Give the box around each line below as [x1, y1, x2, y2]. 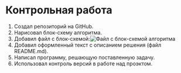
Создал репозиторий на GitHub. [13, 23, 94, 30]
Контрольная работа [5, 4, 112, 17]
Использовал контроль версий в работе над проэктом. [13, 60, 153, 67]
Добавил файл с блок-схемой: [13, 35, 90, 42]
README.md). [13, 47, 49, 54]
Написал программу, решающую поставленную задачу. [13, 54, 155, 61]
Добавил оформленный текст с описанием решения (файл [13, 41, 162, 48]
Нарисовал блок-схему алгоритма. [13, 29, 103, 36]
